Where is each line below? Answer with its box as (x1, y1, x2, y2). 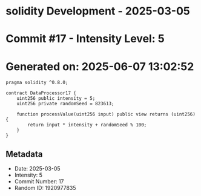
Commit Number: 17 (14, 178, 64, 185)
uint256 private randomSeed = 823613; (16, 101, 114, 107)
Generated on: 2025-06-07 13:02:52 (5, 59, 194, 73)
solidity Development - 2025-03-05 (5, 4, 190, 18)
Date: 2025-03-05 (14, 165, 61, 172)
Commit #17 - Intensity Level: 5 (5, 32, 165, 46)
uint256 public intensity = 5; (16, 96, 96, 102)
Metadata (5, 149, 43, 159)
